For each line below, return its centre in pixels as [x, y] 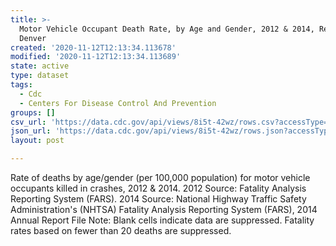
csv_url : [28, 122]
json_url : [31, 131]
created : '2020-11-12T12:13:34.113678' [93, 47]
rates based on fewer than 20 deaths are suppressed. [121, 230]
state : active [40, 66]
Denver [33, 38]
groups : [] [33, 112]
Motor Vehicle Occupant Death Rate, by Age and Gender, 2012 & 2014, [167, 29]
